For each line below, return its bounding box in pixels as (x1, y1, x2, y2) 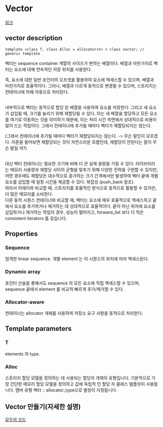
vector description (5, 34, 62, 42)
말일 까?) (10, 145, 27, 151)
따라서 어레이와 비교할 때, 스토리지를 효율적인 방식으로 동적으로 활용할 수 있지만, (5, 185, 157, 191)
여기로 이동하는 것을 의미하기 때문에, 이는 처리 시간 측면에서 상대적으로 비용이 (10, 116, 157, 122)
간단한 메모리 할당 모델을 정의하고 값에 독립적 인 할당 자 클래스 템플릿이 (10, 381, 145, 387)
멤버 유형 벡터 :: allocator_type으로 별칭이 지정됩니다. (15, 387, 118, 393)
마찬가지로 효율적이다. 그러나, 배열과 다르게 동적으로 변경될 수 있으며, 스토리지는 (5, 83, 157, 89)
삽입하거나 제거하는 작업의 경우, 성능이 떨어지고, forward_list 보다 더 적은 (5, 209, 144, 215)
